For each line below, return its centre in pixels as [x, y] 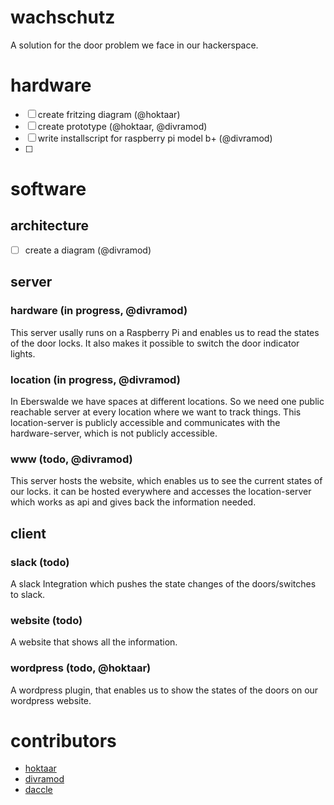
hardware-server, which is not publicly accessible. [114, 433]
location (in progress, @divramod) [95, 379]
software [48, 189]
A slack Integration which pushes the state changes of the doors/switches [163, 583]
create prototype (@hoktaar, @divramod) [122, 126]
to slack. [28, 594]
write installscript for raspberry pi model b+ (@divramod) [155, 138]
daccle [38, 790]
